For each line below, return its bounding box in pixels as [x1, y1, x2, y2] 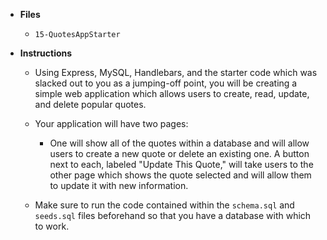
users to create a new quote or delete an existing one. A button [49, 148, 310, 159]
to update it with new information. [49, 180, 189, 191]
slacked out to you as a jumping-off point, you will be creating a [34, 77, 298, 89]
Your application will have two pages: [34, 118, 189, 129]
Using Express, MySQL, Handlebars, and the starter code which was [34, 67, 318, 78]
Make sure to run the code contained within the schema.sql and [34, 199, 295, 211]
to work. [34, 220, 70, 232]
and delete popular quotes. [34, 99, 147, 110]
